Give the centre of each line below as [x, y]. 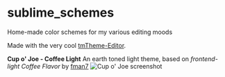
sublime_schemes [61, 13]
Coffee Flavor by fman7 [55, 66]
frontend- [205, 59]
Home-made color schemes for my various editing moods [90, 32]
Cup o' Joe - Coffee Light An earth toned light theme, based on [98, 59]
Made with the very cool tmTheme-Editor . [67, 45]
